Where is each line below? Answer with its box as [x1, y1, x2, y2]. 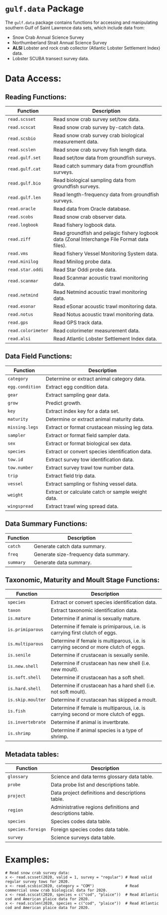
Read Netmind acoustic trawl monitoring [53, 288, 148, 295]
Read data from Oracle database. [53, 205, 131, 212]
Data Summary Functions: [5, 520, 88, 528]
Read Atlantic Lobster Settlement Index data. [53, 335, 158, 342]
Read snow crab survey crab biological [53, 132, 144, 139]
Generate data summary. [34, 559, 92, 566]
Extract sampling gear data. [45, 391, 110, 398]
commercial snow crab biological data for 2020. [5, 888, 108, 893]
